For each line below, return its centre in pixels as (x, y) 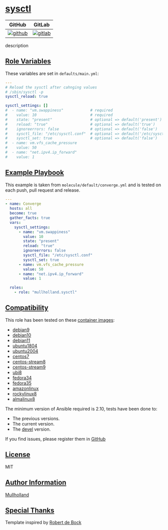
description (17, 45)
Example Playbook (34, 173)
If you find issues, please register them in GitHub (55, 439)
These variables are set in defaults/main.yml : (52, 73)
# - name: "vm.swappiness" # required (59, 110)
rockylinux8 (24, 393)
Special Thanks (30, 510)
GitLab (42, 25)
